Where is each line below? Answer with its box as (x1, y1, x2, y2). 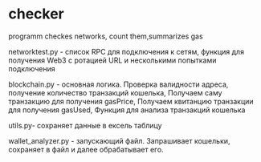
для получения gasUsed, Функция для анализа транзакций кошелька (8, 105, 246, 115)
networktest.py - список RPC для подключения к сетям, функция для (8, 47, 245, 56)
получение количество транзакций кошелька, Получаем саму (8, 87, 222, 97)
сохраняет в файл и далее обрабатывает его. (8, 144, 164, 154)
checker (8, 5, 64, 23)
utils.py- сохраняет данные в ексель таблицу (8, 120, 162, 130)
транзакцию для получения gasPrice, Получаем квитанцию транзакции (8, 96, 255, 106)
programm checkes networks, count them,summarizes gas (8, 31, 203, 41)
